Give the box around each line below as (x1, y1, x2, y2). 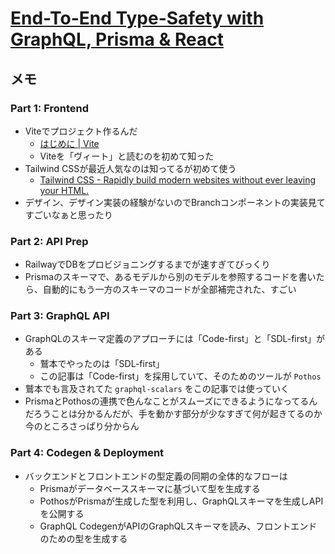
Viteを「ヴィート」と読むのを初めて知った (39, 150, 215, 162)
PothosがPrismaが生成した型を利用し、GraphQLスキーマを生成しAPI (39, 495, 324, 507)
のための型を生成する (39, 532, 128, 544)
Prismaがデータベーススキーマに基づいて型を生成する (39, 482, 261, 494)
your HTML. (39, 184, 90, 196)
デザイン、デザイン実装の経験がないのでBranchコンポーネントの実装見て (24, 196, 326, 208)
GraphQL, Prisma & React (10, 28, 224, 51)
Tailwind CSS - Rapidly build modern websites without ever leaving (39, 173, 317, 186)
